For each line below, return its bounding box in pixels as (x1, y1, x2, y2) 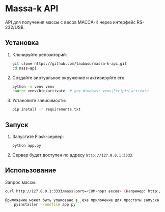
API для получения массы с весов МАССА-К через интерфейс (5, 19, 136, 25)
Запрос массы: (5, 179, 37, 185)
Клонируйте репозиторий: (12, 52, 67, 57)
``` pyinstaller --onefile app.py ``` (5, 202, 82, 207)
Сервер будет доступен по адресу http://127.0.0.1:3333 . (12, 152, 134, 158)
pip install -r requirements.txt (12, 107, 81, 112)
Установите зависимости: (12, 98, 66, 104)
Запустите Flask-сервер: (12, 133, 64, 139)
